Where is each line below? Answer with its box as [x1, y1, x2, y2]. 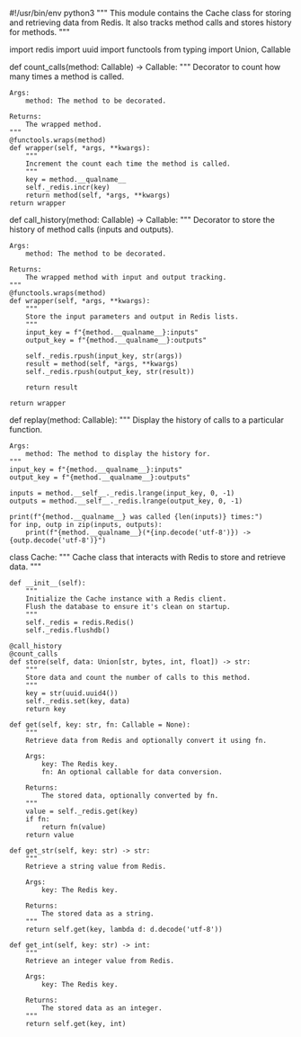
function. [9, 425, 43, 434]
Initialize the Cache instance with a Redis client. [25, 594, 227, 603]
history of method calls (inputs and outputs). [9, 224, 174, 235]
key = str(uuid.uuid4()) [25, 689, 119, 698]
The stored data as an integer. [41, 1004, 164, 1013]
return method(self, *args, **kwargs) [25, 191, 171, 200]
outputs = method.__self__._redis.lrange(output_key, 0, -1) [9, 496, 243, 505]
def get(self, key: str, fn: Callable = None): [9, 720, 191, 729]
